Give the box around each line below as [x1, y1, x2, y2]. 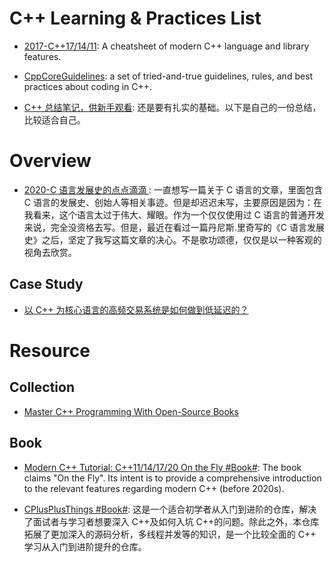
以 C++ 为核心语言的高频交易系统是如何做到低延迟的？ [23, 303, 249, 316]
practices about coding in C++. [23, 80, 153, 92]
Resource [9, 339, 91, 362]
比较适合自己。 [23, 113, 86, 126]
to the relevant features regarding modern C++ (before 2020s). [23, 482, 285, 494]
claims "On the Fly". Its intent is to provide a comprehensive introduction [23, 472, 322, 484]
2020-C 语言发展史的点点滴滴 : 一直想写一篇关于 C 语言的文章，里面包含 [23, 183, 324, 196]
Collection [9, 379, 75, 396]
